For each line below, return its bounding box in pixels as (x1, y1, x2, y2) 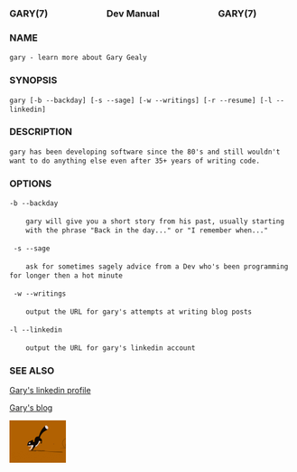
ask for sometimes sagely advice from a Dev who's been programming (25, 262, 289, 271)
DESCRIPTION (9, 126, 73, 138)
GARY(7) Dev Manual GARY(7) (9, 7, 257, 20)
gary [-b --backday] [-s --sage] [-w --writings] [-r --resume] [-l (9, 96, 273, 105)
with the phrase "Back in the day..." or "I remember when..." (25, 226, 269, 235)
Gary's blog (9, 402, 53, 413)
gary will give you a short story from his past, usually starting (25, 217, 284, 226)
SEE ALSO (9, 364, 55, 377)
